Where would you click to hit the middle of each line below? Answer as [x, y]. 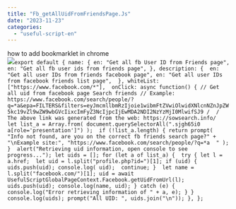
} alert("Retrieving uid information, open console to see [98, 149]
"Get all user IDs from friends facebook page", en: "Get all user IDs [115, 75]
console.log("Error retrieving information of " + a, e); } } [101, 192]
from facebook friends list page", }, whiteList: [83, 81]
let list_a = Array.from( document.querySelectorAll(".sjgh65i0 [104, 124]
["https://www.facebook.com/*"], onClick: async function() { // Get [113, 88]
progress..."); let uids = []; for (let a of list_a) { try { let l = [115, 155]
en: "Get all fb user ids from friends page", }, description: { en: [113, 69]
